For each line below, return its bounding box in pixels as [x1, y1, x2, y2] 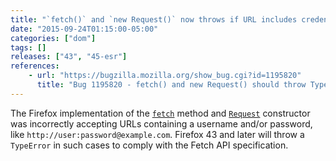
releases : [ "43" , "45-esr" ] [10, 52, 128, 62]
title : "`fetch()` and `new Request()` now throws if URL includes [10, 14, 298, 25]
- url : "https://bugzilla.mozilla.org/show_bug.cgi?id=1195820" [28, 71, 302, 81]
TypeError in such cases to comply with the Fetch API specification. [10, 139, 289, 151]
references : [10, 61, 60, 71]
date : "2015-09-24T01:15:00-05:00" [10, 24, 159, 34]
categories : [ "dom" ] [10, 33, 97, 43]
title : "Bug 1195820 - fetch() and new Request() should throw [36, 80, 307, 90]
